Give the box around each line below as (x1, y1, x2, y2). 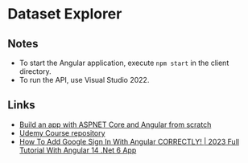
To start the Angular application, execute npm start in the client (19, 58, 229, 67)
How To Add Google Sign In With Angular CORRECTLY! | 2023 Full (19, 137, 239, 146)
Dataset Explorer (7, 5, 122, 23)
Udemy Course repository (19, 128, 105, 137)
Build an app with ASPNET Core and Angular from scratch (19, 120, 212, 129)
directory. (19, 67, 52, 76)
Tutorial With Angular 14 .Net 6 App (19, 145, 137, 155)
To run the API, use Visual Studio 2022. (19, 75, 150, 84)
